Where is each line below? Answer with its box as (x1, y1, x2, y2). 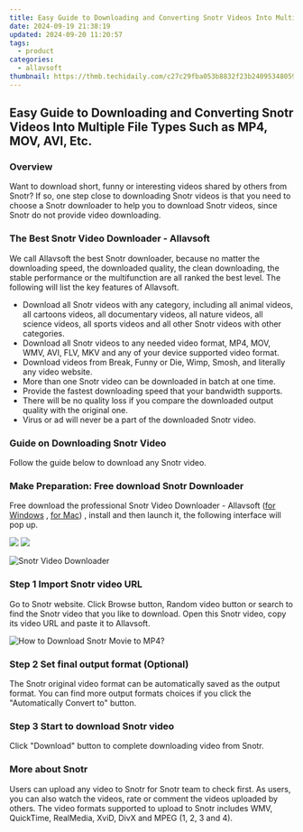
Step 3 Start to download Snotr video (9, 719, 175, 732)
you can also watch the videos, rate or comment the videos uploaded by (9, 793, 278, 804)
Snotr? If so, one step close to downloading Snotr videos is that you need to (9, 190, 291, 201)
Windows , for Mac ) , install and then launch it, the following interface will (9, 510, 281, 521)
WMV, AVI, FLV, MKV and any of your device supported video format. (22, 347, 280, 357)
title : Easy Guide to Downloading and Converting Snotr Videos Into (9, 13, 272, 23)
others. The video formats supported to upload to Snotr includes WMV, (9, 802, 273, 813)
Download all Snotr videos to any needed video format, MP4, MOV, (22, 337, 271, 348)
